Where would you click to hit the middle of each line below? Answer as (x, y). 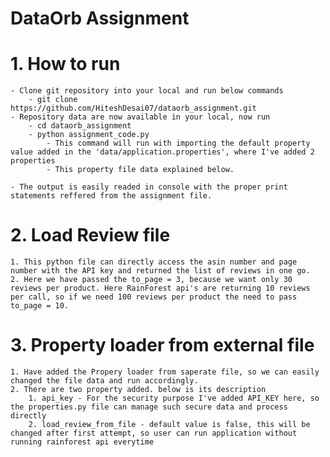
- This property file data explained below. (140, 170)
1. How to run (65, 64)
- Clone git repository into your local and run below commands (147, 91)
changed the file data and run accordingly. (104, 381)
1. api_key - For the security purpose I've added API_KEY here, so (174, 398)
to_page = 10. (40, 306)
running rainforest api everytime (82, 442)
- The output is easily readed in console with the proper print (149, 187)
